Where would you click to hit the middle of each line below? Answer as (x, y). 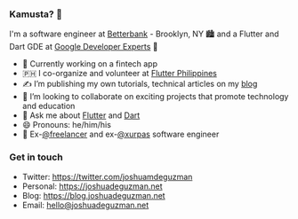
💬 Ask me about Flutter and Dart (81, 115)
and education (48, 106)
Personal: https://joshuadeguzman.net (92, 186)
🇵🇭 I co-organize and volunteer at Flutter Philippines (120, 74)
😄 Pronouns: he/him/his (66, 125)
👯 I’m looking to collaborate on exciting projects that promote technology (155, 97)
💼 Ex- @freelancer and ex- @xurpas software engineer (121, 134)
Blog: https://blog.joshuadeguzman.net (94, 195)
